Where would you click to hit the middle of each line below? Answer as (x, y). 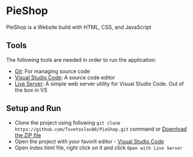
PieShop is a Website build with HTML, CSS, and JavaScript (79, 27)
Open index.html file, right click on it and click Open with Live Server (99, 148)
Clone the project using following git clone (68, 122)
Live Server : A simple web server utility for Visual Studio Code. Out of (99, 83)
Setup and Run (34, 108)
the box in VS (31, 90)
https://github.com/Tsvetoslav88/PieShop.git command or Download (101, 129)
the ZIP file (28, 135)
